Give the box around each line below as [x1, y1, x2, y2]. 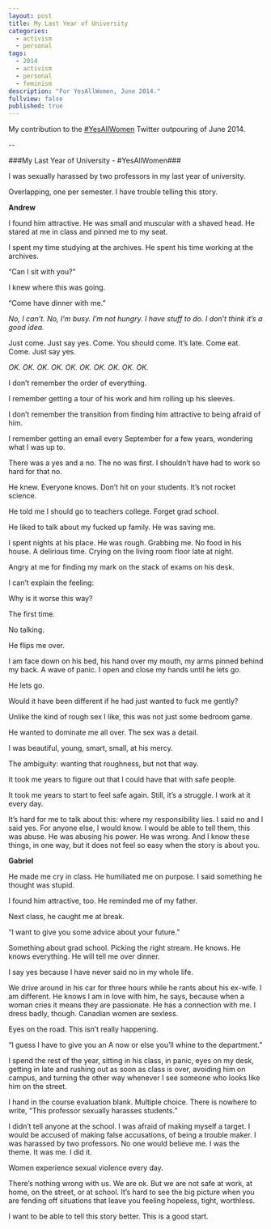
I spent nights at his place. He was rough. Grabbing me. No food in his [8, 538, 242, 548]
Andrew [8, 203, 36, 213]
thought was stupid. [8, 880, 75, 890]
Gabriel [8, 856, 34, 866]
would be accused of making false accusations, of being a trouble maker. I [8, 1130, 256, 1140]
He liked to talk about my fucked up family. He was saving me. [8, 523, 216, 532]
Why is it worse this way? [8, 594, 93, 604]
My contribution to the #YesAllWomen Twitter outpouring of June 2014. [8, 125, 246, 134]
